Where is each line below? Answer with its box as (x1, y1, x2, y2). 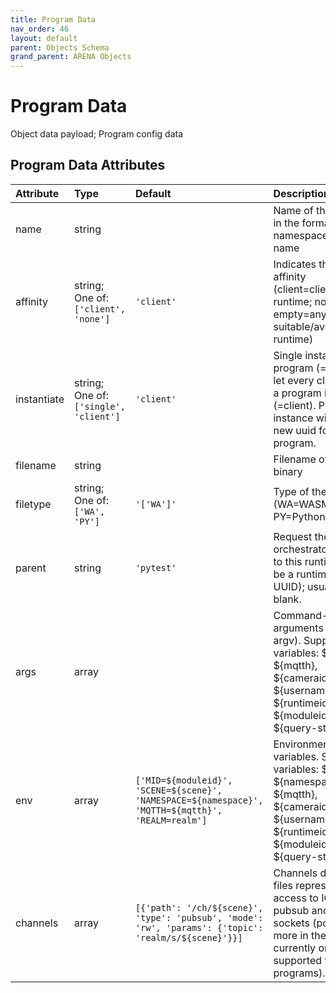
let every (273, 373, 315, 387)
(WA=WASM (273, 497, 331, 511)
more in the (273, 928, 327, 942)
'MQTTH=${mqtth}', (134, 804, 223, 816)
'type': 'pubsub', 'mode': (134, 912, 264, 923)
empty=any (273, 307, 327, 321)
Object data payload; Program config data (10, 128, 184, 140)
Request (273, 529, 313, 543)
